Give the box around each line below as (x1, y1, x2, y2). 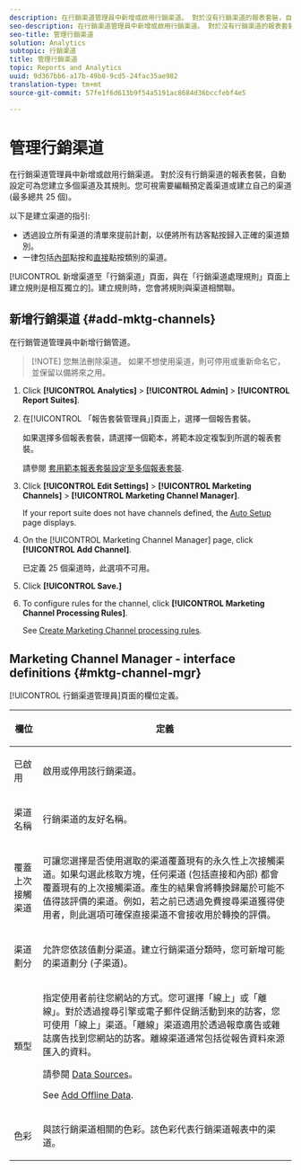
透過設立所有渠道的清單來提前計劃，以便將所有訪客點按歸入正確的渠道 (21, 230, 282, 241)
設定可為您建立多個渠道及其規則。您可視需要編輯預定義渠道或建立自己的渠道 (9, 181, 292, 191)
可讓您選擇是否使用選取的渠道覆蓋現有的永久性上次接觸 (42, 855, 276, 867)
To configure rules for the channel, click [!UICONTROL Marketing (21, 598, 265, 609)
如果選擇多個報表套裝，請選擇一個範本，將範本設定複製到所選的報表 (21, 432, 274, 443)
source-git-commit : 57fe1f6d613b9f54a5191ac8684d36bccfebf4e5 (9, 88, 246, 97)
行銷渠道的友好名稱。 (42, 813, 133, 826)
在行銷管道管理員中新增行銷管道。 (9, 337, 135, 348)
